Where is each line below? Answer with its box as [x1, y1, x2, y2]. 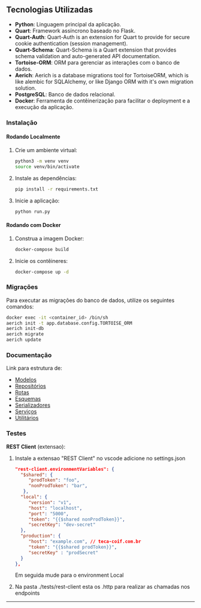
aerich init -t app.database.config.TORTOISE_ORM [6, 320, 133, 326]
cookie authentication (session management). [14, 40, 128, 47]
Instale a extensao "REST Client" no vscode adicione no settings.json [14, 455, 185, 462]
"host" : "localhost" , [28, 505, 83, 511]
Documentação [6, 350, 52, 359]
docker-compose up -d [14, 269, 69, 275]
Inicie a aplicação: [14, 197, 60, 204]
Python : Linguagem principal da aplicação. [14, 20, 121, 28]
